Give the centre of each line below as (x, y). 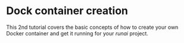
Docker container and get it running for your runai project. (77, 33)
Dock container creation (67, 11)
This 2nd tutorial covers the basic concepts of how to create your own (92, 27)
